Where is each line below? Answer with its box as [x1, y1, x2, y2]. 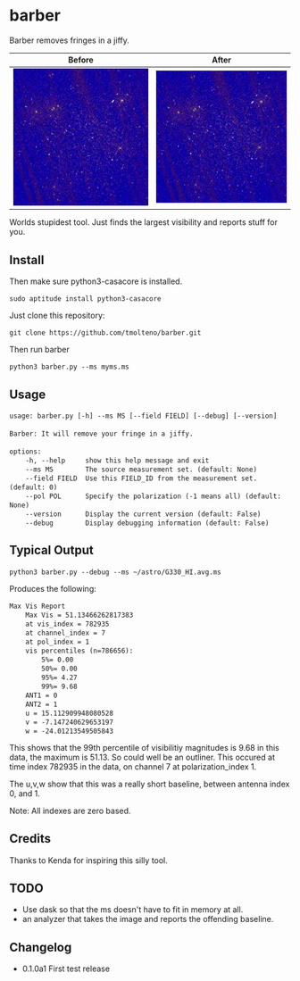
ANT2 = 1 [25, 700, 58, 709]
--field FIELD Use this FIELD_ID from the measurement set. [25, 474, 257, 483]
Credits [9, 831, 52, 846]
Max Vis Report [9, 602, 66, 611]
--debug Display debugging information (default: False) [25, 519, 270, 528]
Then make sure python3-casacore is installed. [9, 276, 183, 287]
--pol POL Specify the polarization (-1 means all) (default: [25, 492, 281, 501]
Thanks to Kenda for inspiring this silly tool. [9, 854, 168, 866]
